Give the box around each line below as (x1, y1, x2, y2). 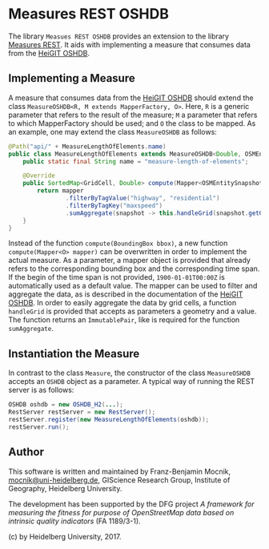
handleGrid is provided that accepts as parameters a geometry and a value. (8, 306, 257, 317)
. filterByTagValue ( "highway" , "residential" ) (65, 194, 220, 202)
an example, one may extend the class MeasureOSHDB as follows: (8, 127, 218, 136)
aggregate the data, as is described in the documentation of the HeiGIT (8, 289, 243, 299)
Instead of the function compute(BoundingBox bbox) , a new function (8, 238, 228, 248)
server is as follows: (8, 386, 74, 395)
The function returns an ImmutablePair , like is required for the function (8, 315, 240, 325)
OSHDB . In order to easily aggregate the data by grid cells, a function (8, 298, 237, 308)
